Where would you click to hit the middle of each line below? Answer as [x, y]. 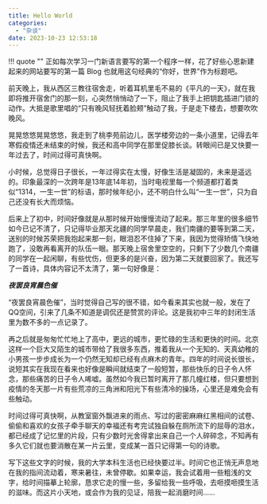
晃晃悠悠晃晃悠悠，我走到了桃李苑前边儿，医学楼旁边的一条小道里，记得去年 [133, 135]
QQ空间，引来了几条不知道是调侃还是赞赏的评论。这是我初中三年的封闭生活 [132, 312]
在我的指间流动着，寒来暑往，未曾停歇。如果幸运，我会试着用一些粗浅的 [126, 473]
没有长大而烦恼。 [50, 202]
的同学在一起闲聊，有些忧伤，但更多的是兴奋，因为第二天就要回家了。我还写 [133, 259]
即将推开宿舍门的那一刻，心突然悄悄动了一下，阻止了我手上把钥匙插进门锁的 [133, 98]
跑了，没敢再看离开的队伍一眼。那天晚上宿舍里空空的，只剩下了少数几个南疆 [133, 248]
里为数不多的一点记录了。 [50, 322]
